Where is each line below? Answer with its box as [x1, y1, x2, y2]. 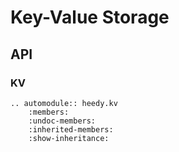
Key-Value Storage [10, 6, 170, 29]
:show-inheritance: [28, 133, 110, 143]
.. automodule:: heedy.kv [10, 98, 118, 108]
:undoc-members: [28, 116, 97, 126]
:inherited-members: [28, 124, 114, 135]
